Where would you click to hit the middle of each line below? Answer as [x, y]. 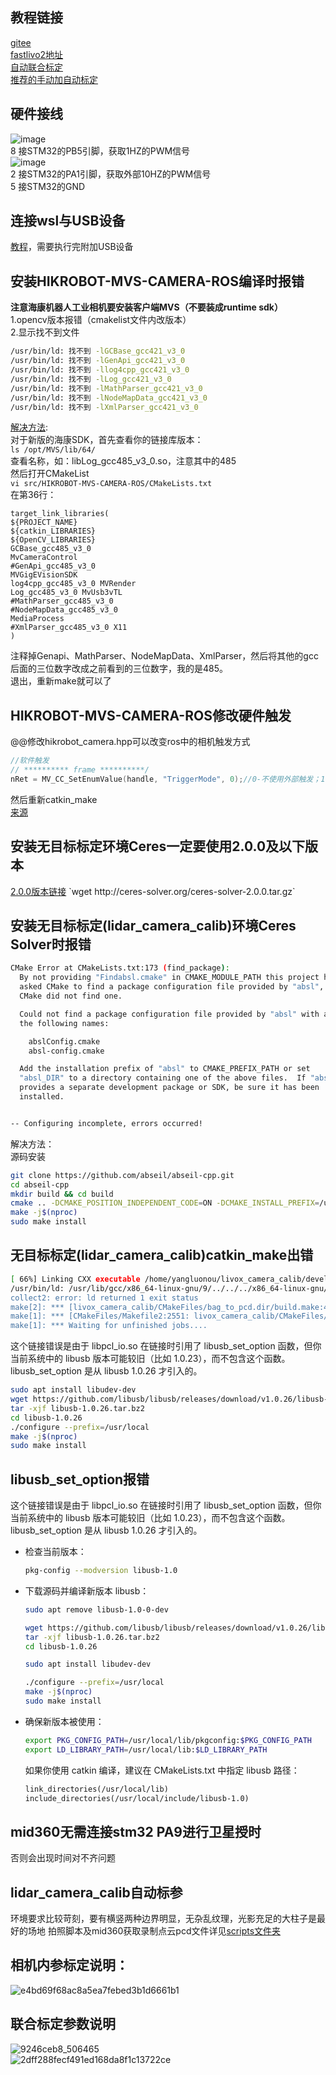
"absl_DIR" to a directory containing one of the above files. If [163, 1078]
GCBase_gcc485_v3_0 [51, 549]
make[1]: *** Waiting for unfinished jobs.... [109, 1326]
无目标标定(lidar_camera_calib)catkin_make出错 [162, 1255]
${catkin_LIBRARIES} [53, 531]
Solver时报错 [51, 944]
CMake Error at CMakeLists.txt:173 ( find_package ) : [120, 968]
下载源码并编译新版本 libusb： [87, 1590]
